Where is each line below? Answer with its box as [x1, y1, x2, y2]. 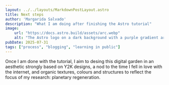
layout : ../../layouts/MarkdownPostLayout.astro [5, 7, 109, 12]
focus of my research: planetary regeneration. [5, 74, 101, 80]
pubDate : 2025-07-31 [5, 40, 49, 45]
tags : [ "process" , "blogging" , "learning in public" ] [5, 44, 121, 49]
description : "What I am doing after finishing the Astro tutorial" [5, 21, 152, 26]
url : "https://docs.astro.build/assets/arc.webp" [14, 30, 121, 35]
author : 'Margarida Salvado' [5, 16, 66, 21]
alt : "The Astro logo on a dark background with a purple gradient [14, 35, 158, 40]
